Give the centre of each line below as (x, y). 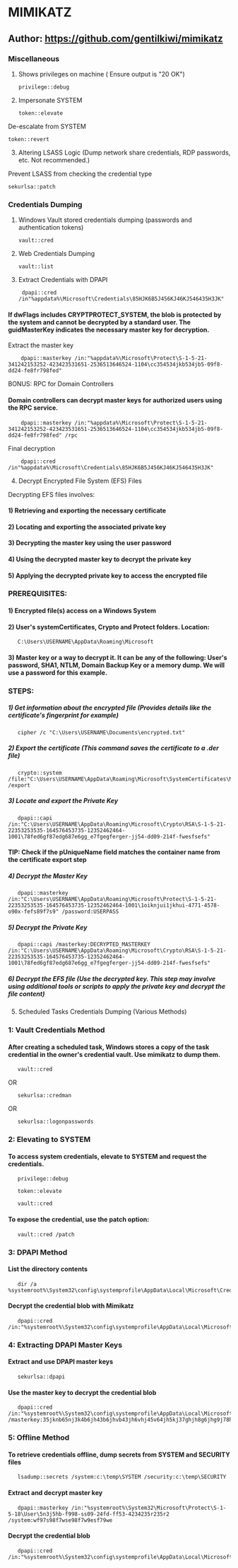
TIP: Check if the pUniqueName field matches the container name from (114, 852)
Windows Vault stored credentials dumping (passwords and (105, 220)
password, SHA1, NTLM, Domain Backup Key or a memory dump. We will (117, 665)
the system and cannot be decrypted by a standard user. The (100, 322)
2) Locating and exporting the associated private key (87, 527)
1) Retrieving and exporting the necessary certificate (87, 510)
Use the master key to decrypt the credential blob (82, 1392)
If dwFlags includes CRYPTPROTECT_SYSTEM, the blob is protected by (115, 314)
